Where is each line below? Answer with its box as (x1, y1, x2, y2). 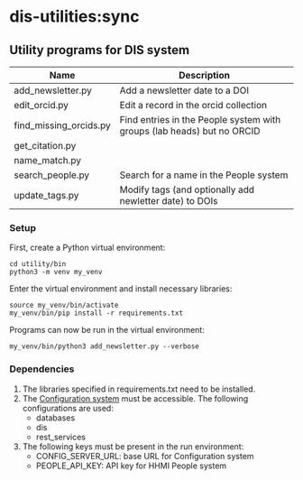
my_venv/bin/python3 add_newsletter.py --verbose (9, 342, 200, 351)
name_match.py (14, 154, 82, 166)
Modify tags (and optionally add (119, 183, 255, 196)
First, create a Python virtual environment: (9, 242, 166, 254)
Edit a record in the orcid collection (119, 99, 268, 111)
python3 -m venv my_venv (9, 268, 103, 277)
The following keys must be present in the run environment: (22, 440, 244, 452)
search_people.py (14, 169, 90, 181)
